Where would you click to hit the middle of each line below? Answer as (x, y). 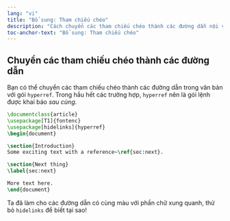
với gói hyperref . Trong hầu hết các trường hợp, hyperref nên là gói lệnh (109, 95)
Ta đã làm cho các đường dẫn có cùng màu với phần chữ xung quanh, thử (111, 203)
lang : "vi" (23, 13)
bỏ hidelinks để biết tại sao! (47, 210)
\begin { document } (32, 133)
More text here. (30, 183)
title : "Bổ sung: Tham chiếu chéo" (58, 20)
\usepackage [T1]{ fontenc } (44, 120)
